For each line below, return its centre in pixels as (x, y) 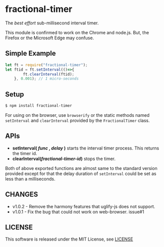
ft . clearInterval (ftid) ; (49, 74)
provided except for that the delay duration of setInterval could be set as (81, 173)
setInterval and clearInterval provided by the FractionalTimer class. (78, 120)
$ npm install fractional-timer (39, 106)
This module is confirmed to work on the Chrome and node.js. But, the (77, 32)
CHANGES (22, 195)
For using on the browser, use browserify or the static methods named (78, 115)
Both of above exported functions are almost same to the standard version (81, 168)
